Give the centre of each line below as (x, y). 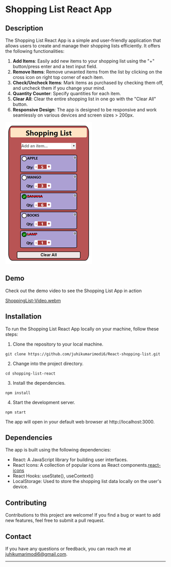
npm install (18, 393)
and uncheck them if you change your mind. (59, 88)
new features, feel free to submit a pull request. (55, 521)
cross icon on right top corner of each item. (58, 77)
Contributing (26, 503)
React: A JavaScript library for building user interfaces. (70, 460)
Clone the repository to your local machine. (58, 344)
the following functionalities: (35, 51)
